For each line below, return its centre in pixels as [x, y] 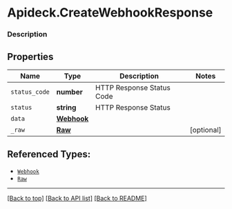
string [66, 107]
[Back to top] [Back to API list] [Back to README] [77, 198]
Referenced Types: [49, 154]
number [69, 92]
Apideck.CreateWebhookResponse [110, 13]
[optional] [205, 130]
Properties [30, 57]
